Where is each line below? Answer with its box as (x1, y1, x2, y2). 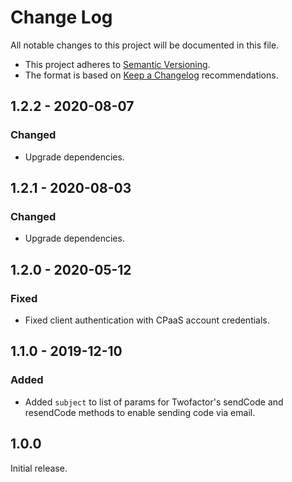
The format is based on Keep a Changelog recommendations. (24, 69, 279, 81)
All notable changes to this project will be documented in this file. (10, 39, 280, 51)
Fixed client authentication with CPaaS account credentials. (24, 314, 270, 326)
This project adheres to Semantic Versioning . (24, 58, 211, 70)
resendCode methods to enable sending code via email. (24, 406, 256, 418)
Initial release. (10, 462, 68, 474)
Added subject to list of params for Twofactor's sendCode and (24, 396, 284, 408)
